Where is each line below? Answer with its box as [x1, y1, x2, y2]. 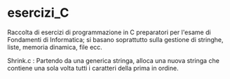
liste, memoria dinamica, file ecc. [7, 43, 103, 51]
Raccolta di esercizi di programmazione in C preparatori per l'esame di [7, 28, 212, 36]
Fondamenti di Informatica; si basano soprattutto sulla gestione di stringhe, [7, 35, 224, 43]
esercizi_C [7, 5, 69, 21]
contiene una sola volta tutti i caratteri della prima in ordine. [7, 64, 179, 72]
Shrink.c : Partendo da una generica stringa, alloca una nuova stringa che [7, 56, 219, 64]
